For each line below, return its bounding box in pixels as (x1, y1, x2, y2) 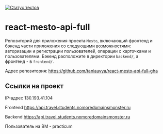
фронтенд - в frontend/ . (5, 58, 54, 64)
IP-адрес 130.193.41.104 (5, 95, 53, 101)
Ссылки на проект (5, 82, 64, 90)
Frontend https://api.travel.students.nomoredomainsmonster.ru (5, 104, 131, 110)
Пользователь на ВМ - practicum (5, 123, 73, 129)
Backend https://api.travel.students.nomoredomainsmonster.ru (5, 114, 130, 119)
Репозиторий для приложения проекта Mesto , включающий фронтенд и (5, 38, 153, 43)
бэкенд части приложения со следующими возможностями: (5, 43, 131, 49)
